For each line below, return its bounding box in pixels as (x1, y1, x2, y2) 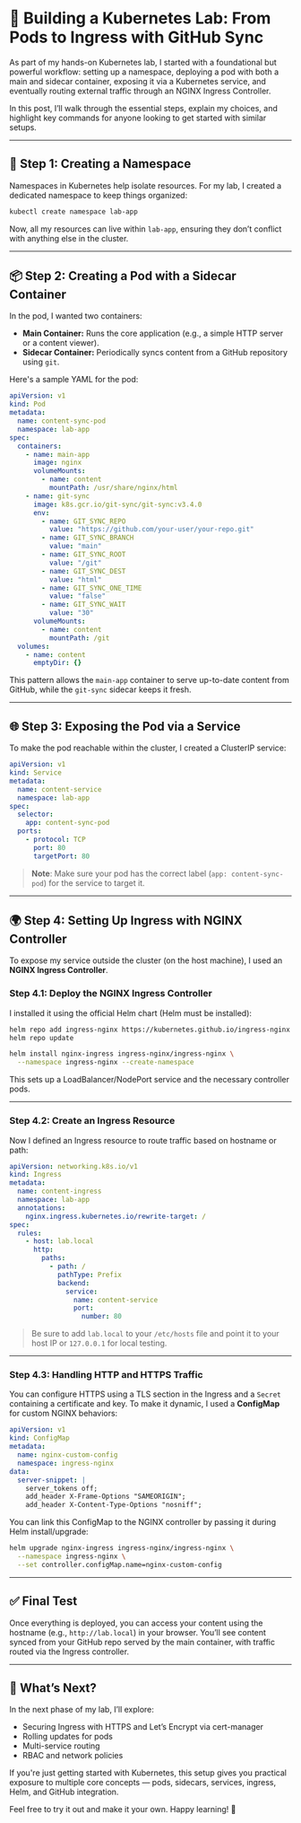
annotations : (17, 1203, 66, 1213)
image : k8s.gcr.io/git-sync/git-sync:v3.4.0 (32, 500, 202, 509)
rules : (17, 1229, 42, 1238)
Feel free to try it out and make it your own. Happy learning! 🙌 (9, 1804, 236, 1815)
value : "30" (48, 609, 94, 618)
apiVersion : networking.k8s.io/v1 (9, 1161, 139, 1170)
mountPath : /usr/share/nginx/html (48, 484, 178, 493)
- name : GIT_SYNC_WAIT (41, 600, 126, 609)
